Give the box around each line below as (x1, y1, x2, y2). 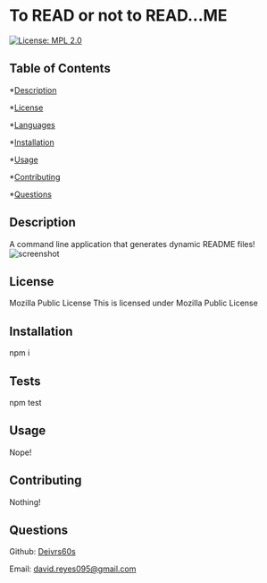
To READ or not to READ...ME (9, 5, 228, 26)
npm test (9, 398, 42, 407)
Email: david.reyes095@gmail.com (9, 563, 137, 574)
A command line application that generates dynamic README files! (9, 238, 256, 249)
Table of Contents (9, 61, 112, 76)
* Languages (9, 119, 55, 130)
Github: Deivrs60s (9, 546, 76, 557)
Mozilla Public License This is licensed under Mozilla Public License (9, 297, 259, 309)
